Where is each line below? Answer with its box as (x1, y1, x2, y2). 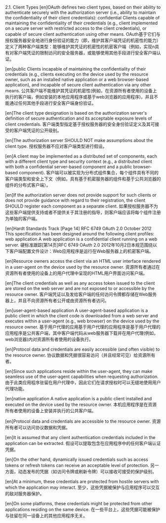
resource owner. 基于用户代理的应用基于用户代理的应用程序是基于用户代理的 (5, 324, 161, 330)
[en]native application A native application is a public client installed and (5, 396, 152, 401)
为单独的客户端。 (5, 216, 40, 222)
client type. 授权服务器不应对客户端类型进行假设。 (5, 144, 107, 149)
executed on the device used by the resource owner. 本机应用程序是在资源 (5, 402, 157, 407)
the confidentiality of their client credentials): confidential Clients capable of (5, 15, 160, 20)
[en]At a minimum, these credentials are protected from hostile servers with (5, 479, 159, 484)
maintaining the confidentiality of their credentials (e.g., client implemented (5, 20, 158, 26)
